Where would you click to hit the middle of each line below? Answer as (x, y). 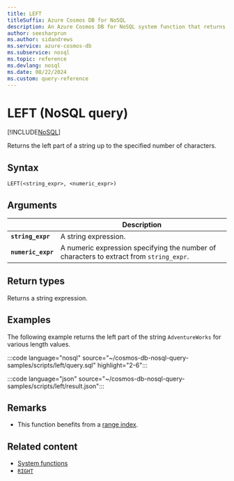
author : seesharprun (37, 33)
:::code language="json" (42, 379)
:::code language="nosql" (44, 358)
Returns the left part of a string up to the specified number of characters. (112, 146)
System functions (42, 464)
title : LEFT (24, 14)
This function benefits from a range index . (78, 425)
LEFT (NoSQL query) (68, 113)
